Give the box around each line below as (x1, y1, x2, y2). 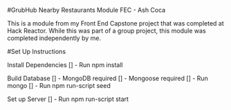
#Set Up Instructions (7, 48, 66, 55)
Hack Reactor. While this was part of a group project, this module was (7, 27, 206, 35)
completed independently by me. (7, 34, 102, 42)
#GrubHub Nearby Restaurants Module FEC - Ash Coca (7, 6, 166, 14)
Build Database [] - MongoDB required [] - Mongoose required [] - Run (7, 74, 209, 82)
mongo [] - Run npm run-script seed (7, 82, 111, 89)
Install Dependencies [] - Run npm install (7, 61, 123, 68)
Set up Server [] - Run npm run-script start (7, 95, 129, 103)
